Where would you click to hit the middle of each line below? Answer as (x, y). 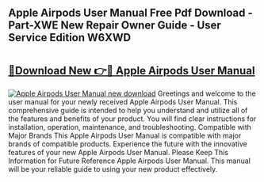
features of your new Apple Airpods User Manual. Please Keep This (118, 152)
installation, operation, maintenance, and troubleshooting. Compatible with (130, 127)
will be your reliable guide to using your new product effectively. (113, 169)
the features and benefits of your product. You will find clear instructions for (132, 119)
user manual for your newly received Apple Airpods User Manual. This (123, 102)
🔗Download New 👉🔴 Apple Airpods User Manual (132, 70)
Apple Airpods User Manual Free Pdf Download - (131, 13)
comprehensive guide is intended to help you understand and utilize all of (128, 110)
